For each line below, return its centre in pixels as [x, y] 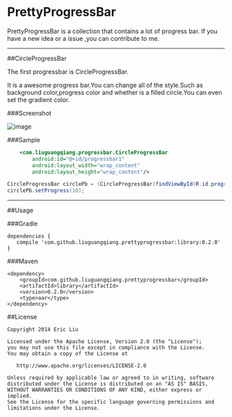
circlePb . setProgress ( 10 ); [46, 191]
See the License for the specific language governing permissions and [111, 402]
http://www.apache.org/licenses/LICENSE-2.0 [81, 366]
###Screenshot [29, 113]
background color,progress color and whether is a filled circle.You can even [115, 92]
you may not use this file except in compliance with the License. [106, 348]
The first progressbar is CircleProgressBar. [68, 71]
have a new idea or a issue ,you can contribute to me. [84, 38]
